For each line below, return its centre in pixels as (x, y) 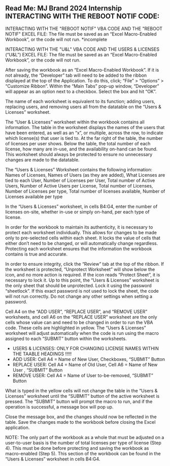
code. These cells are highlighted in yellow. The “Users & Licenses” (76, 328)
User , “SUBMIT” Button (38, 370)
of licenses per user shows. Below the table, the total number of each (78, 143)
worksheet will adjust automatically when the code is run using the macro (82, 333)
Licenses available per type (34, 196)
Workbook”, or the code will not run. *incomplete (56, 39)
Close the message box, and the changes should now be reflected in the (81, 417)
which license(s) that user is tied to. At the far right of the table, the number (84, 138)
